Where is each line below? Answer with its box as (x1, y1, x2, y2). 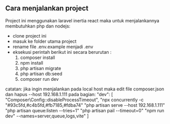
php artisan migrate (20, 65, 61, 71)
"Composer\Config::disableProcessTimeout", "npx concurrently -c (5, 97, 144, 103)
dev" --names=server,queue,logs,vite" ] (5, 113, 89, 119)
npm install (20, 59, 43, 66)
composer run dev (20, 76, 59, 82)
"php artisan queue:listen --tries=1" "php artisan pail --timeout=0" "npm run (5, 107, 164, 113)
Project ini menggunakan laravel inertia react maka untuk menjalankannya (5, 17, 160, 23)
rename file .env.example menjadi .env (12, 43, 93, 50)
